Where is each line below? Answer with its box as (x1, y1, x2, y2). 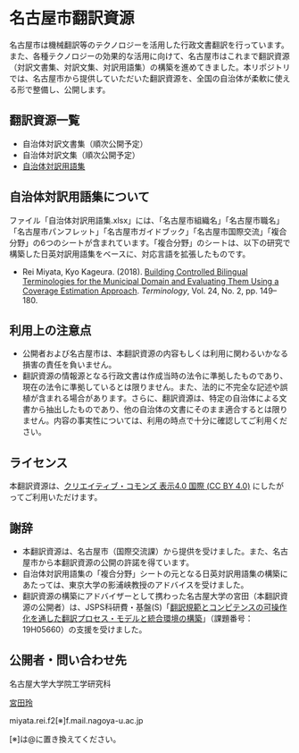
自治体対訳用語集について (9, 190, 150, 205)
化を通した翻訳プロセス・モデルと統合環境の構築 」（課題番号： (21, 613, 253, 623)
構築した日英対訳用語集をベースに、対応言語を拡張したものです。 (9, 248, 251, 259)
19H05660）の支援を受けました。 (21, 624, 147, 635)
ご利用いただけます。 (24, 492, 103, 503)
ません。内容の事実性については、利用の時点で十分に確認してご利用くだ (21, 415, 288, 426)
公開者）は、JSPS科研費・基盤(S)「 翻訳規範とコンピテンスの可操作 (37, 602, 287, 613)
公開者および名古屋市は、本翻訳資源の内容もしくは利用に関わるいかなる (21, 348, 288, 359)
